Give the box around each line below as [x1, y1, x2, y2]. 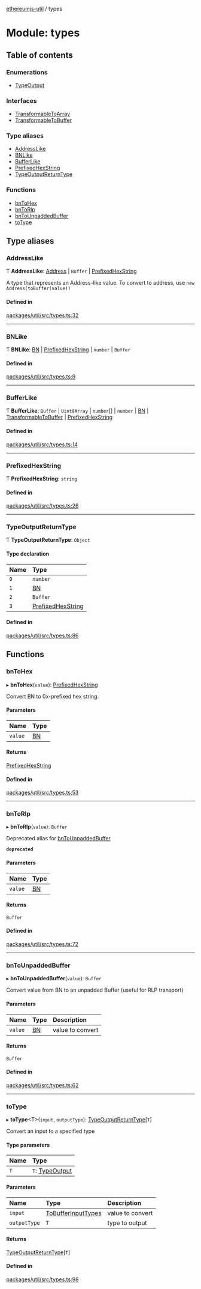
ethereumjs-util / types [6, 5, 63, 12]
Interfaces [6, 96, 37, 105]
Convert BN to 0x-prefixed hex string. [6, 693, 99, 700]
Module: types [6, 26, 80, 40]
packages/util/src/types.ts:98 [6, 1276, 79, 1283]
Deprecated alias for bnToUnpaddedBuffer [6, 835, 111, 842]
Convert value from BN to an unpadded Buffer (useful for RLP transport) [6, 986, 184, 993]
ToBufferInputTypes [45, 1209, 102, 1217]
